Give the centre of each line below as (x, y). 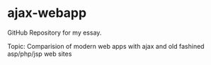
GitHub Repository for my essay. (55, 32)
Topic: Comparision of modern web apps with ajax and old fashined (106, 46)
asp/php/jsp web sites (40, 54)
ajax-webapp (47, 13)
